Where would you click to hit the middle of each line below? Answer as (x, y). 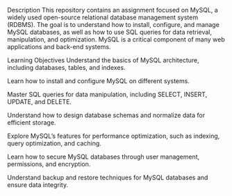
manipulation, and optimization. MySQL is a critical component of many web (116, 39)
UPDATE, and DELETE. (39, 102)
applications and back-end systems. (59, 47)
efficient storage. (32, 123)
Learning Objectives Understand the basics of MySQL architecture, (103, 60)
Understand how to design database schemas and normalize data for (106, 115)
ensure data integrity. (38, 185)
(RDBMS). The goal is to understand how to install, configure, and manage (114, 25)
